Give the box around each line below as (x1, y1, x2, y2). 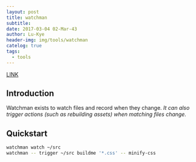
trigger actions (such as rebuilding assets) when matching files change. (6, 110, 187, 118)
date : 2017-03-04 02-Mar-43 (6, 25, 78, 32)
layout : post (6, 8, 39, 15)
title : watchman (6, 15, 47, 21)
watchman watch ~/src (6, 144, 61, 150)
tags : (6, 49, 20, 55)
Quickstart (6, 128, 48, 138)
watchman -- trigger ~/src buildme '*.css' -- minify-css (6, 150, 156, 157)
